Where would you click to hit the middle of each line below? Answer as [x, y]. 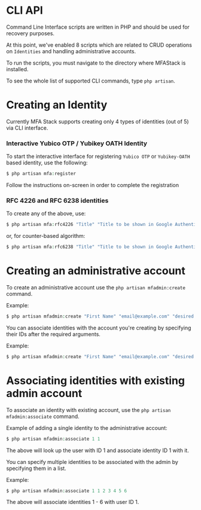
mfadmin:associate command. [43, 416]
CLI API [25, 10]
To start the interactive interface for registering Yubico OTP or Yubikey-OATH [98, 157]
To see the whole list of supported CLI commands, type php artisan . [91, 81]
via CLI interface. [27, 128]
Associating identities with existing [96, 381]
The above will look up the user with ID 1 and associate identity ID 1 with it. [98, 450]
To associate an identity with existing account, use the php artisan [89, 410]
